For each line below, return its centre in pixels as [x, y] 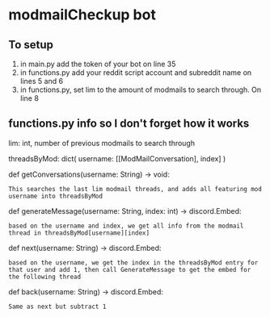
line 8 [29, 98]
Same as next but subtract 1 [57, 307]
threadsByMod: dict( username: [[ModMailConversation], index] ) [117, 158]
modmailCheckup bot [82, 15]
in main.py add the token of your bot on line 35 [98, 64]
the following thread [45, 277]
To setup [31, 45]
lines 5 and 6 [41, 81]
